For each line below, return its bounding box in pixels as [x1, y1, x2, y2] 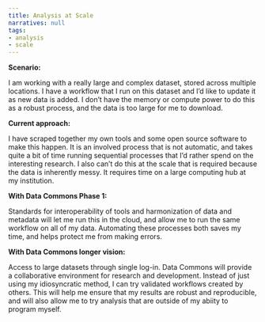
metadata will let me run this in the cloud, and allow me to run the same [8, 215, 240, 225]
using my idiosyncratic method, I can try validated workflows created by [8, 279, 244, 289]
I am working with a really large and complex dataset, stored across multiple [8, 78, 256, 88]
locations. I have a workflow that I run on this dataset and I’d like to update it [8, 86, 256, 96]
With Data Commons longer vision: [8, 247, 126, 257]
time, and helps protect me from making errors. [8, 232, 162, 241]
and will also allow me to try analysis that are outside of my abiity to [8, 296, 229, 305]
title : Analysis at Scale [8, 11, 93, 20]
